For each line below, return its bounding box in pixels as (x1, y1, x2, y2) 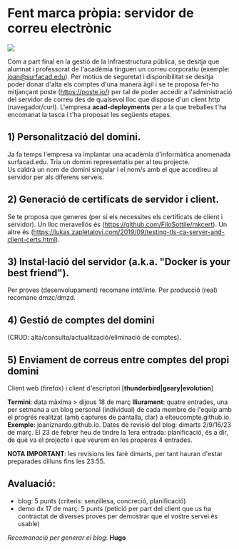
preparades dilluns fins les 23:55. (7, 457, 106, 465)
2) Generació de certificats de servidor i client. (7, 193, 219, 206)
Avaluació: (7, 478, 56, 490)
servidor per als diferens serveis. (7, 173, 105, 181)
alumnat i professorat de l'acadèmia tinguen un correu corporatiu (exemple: (7, 64, 230, 73)
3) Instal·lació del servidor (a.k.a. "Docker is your (7, 256, 230, 268)
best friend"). (7, 266, 70, 279)
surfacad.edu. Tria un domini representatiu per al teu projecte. (7, 157, 190, 166)
